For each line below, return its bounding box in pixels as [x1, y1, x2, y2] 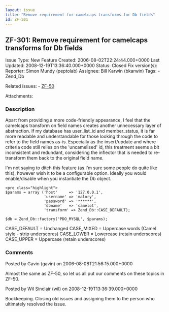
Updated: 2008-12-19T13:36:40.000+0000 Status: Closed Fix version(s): [5, 63, 158, 69]
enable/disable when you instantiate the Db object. [5, 176, 112, 182]
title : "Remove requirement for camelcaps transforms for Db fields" [5, 12, 156, 17]
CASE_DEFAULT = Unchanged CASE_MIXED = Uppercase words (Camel [5, 226, 156, 232]
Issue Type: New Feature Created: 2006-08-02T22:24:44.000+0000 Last [5, 57, 160, 64]
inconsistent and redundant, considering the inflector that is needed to [5, 149, 153, 155]
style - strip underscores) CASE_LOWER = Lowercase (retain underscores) [5, 231, 162, 237]
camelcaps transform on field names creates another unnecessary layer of [5, 122, 161, 129]
